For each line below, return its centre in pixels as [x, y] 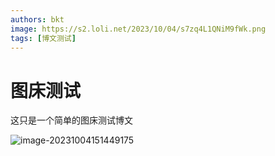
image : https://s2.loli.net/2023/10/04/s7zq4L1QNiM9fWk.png [138, 29]
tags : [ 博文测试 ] [43, 38]
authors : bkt [37, 19]
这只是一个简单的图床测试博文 [71, 120]
